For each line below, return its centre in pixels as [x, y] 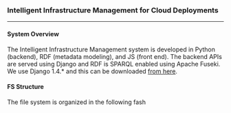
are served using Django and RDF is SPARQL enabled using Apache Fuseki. [114, 64]
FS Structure [26, 87]
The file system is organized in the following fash [77, 102]
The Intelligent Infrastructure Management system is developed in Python [111, 49]
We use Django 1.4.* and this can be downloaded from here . [92, 71]
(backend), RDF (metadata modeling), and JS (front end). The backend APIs [114, 56]
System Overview [33, 34]
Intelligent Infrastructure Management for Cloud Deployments [113, 10]
